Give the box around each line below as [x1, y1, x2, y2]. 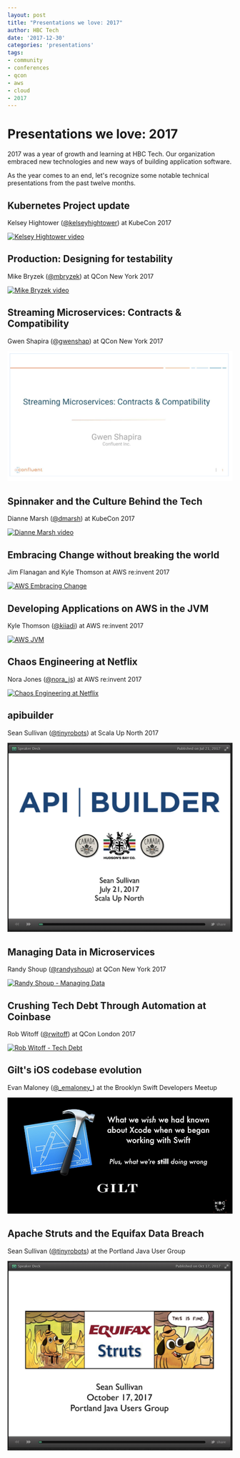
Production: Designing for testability [7, 253, 174, 265]
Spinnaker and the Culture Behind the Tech [7, 495, 203, 507]
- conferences [7, 64, 50, 71]
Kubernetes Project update [7, 199, 130, 212]
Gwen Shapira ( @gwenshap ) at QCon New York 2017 [7, 337, 164, 345]
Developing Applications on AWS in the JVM [7, 602, 209, 615]
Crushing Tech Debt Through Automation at [7, 999, 206, 1011]
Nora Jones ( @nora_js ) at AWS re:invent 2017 [7, 675, 142, 683]
